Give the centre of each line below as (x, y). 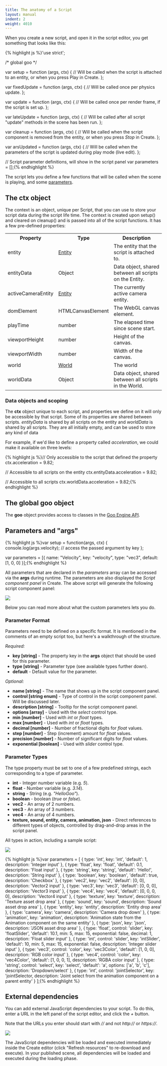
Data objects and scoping (37, 400)
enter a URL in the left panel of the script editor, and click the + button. (77, 1014)
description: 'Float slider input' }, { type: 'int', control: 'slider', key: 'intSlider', (83, 938)
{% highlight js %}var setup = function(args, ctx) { (56, 542)
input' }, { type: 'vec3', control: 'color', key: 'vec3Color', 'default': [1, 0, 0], (80, 949)
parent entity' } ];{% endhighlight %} (43, 981)
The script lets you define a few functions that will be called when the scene (83, 177)
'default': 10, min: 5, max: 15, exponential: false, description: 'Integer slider (81, 944)
